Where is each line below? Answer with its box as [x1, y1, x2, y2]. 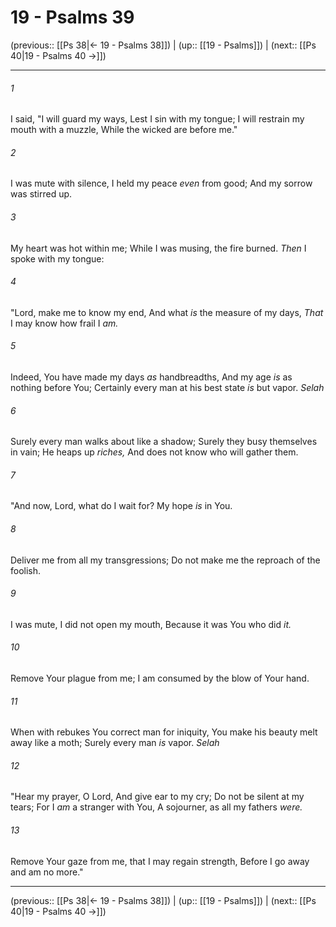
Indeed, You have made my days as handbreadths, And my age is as [10, 371, 293, 383]
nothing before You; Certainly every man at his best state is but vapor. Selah [10, 381, 325, 393]
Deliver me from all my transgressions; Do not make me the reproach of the [10, 554, 321, 566]
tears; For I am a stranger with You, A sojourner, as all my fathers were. [10, 801, 303, 813]
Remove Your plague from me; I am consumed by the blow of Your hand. [10, 672, 310, 684]
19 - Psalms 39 [10, 6, 135, 29]
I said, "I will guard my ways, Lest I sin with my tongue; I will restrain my [10, 113, 305, 125]
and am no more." [10, 866, 84, 878]
